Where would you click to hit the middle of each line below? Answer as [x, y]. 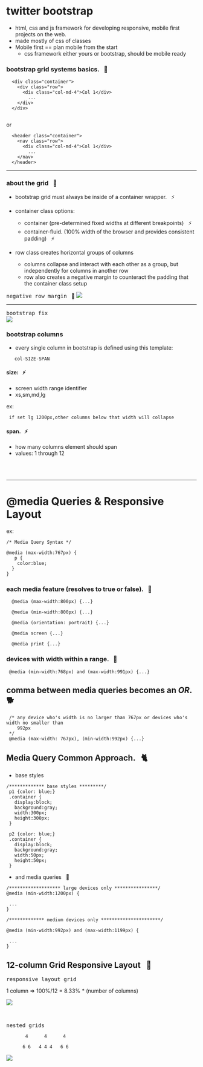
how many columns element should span [66, 447]
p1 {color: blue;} [32, 792]
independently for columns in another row [76, 270]
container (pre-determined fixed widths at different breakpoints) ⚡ [108, 223]
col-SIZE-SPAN [32, 359]
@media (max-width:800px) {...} [53, 602]
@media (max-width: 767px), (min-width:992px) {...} [77, 739]
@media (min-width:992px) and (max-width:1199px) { [72, 931]
